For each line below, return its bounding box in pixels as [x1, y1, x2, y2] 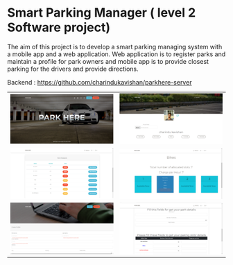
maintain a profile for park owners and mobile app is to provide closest [7, 57, 209, 65]
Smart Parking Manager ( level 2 [7, 5, 196, 21]
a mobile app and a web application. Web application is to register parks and [7, 50, 226, 58]
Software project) [7, 19, 111, 35]
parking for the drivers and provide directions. [7, 65, 139, 73]
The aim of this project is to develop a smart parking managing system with [7, 42, 223, 51]
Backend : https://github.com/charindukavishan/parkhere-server [7, 78, 192, 86]
